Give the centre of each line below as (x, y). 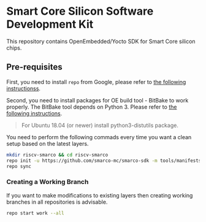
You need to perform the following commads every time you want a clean (99, 137)
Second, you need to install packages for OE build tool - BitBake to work (97, 100)
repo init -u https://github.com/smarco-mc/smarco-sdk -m (82, 161)
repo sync (19, 166)
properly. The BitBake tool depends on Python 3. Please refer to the (92, 107)
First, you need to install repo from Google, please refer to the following (96, 82)
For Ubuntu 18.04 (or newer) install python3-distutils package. (100, 125)
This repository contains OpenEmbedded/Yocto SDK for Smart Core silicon (101, 41)
